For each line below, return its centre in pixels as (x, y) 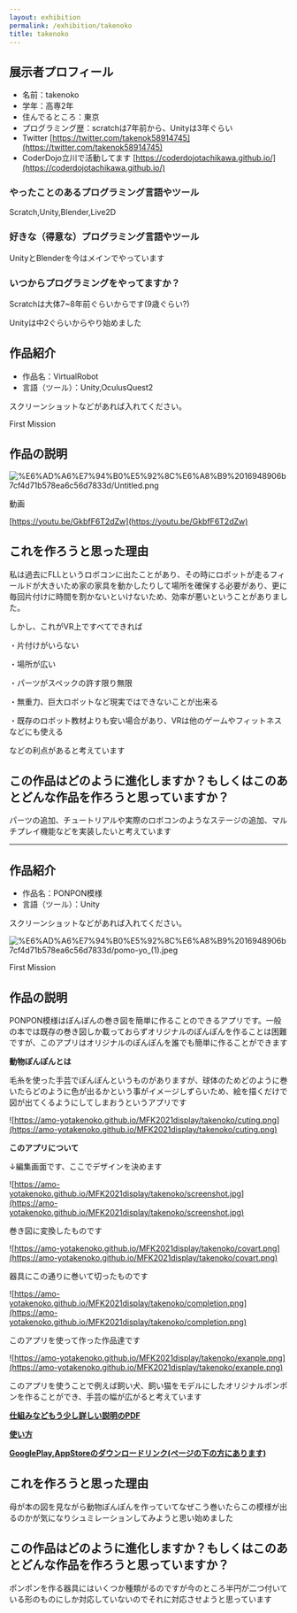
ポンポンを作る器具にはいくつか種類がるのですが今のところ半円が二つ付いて (148, 1588)
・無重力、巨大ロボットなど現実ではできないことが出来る (114, 701)
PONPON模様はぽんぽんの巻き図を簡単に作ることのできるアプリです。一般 (145, 1020)
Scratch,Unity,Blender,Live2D (63, 212)
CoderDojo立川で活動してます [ (79, 158)
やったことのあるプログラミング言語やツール (104, 193)
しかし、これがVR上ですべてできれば (76, 626)
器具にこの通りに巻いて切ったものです (79, 1276)
